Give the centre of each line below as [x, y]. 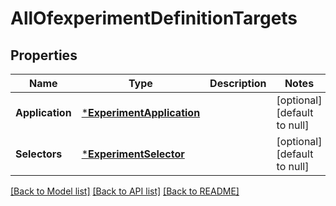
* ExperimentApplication [141, 112]
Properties [44, 55]
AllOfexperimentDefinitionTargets [154, 18]
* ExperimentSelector [133, 154]
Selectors [39, 154]
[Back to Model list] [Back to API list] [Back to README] [125, 191]
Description [238, 83]
